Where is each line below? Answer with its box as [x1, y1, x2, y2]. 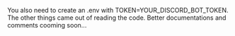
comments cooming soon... [7, 21, 87, 29]
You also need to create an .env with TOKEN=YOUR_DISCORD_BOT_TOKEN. [7, 6, 229, 14]
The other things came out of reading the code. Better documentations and [7, 13, 227, 22]
